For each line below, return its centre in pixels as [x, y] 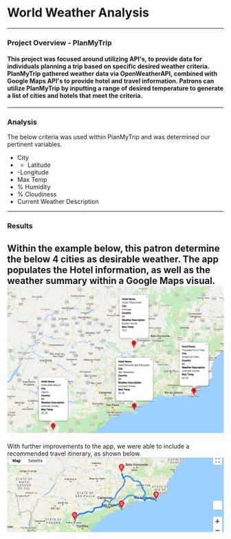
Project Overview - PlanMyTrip [59, 43]
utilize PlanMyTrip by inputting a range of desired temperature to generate [115, 88]
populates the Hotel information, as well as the [109, 270]
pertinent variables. [35, 144]
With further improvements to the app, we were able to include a [98, 447]
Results [20, 226]
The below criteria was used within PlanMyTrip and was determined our [109, 137]
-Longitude [33, 172]
